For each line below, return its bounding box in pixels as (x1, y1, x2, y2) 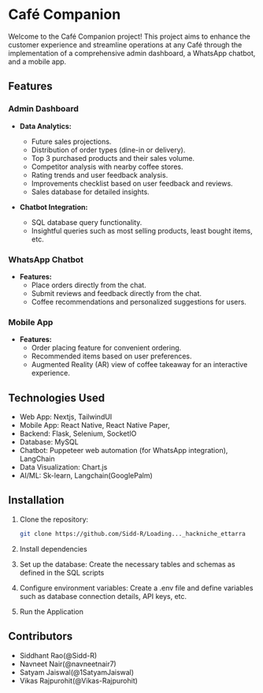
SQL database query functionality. (31, 217, 143, 227)
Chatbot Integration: (19, 202, 88, 212)
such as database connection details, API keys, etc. (19, 591, 187, 601)
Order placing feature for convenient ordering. (31, 343, 182, 353)
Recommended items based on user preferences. (31, 351, 192, 361)
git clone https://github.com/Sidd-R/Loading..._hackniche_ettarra (19, 530, 246, 538)
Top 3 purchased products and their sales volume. (31, 153, 195, 163)
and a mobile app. (8, 57, 67, 66)
